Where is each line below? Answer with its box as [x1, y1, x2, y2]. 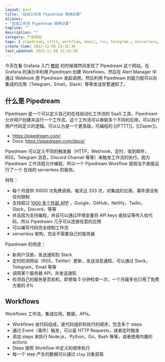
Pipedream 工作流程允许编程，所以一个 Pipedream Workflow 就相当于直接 [5, 161, 155, 166]
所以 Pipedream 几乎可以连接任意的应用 [21, 219, 102, 225]
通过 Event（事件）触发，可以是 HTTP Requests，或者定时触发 [12, 328, 140, 333]
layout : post [5, 7, 32, 12]
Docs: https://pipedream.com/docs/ [12, 138, 85, 144]
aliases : [5, 16, 23, 21]
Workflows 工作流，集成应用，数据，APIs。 [5, 311, 93, 317]
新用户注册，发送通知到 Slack [12, 252, 72, 258]
